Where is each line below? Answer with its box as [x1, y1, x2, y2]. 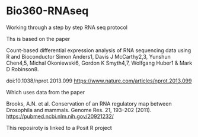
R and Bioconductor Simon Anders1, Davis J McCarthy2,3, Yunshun [6, 53, 171, 60]
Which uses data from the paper [6, 88, 85, 95]
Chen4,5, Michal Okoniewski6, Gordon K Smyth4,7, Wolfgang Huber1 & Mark [6, 59, 193, 66]
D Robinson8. [6, 65, 39, 72]
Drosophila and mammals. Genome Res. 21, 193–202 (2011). [6, 106, 152, 113]
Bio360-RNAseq [6, 4, 89, 18]
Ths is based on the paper [6, 35, 71, 42]
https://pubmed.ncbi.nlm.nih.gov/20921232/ [6, 113, 114, 120]
